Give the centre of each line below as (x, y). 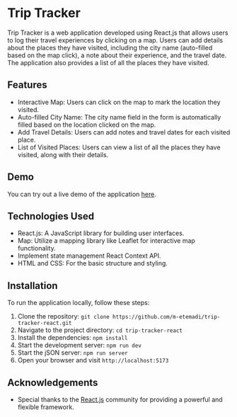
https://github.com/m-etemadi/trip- (166, 317)
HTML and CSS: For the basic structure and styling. (93, 263)
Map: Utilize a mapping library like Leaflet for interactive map (106, 241)
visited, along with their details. (63, 154)
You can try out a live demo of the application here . (82, 194)
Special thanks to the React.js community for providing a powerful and (120, 399)
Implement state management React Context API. (89, 256)
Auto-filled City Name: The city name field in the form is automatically (119, 117)
